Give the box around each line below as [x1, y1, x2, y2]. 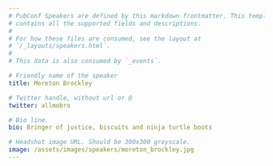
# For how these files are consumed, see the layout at [8, 34, 201, 43]
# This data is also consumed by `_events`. [8, 57, 162, 66]
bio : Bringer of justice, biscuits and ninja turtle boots [8, 123, 213, 132]
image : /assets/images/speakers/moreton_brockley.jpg [8, 146, 195, 154]
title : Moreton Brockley [8, 79, 93, 87]
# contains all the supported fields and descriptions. [8, 19, 201, 28]
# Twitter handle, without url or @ [8, 94, 132, 102]
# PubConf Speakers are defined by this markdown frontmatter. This [8, 11, 245, 20]
